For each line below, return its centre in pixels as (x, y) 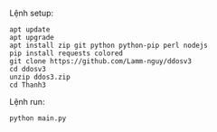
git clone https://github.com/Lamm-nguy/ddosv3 (101, 61)
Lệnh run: (27, 102)
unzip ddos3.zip (40, 77)
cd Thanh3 (28, 85)
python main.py (38, 118)
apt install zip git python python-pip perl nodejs (108, 45)
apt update (30, 30)
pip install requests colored (66, 53)
